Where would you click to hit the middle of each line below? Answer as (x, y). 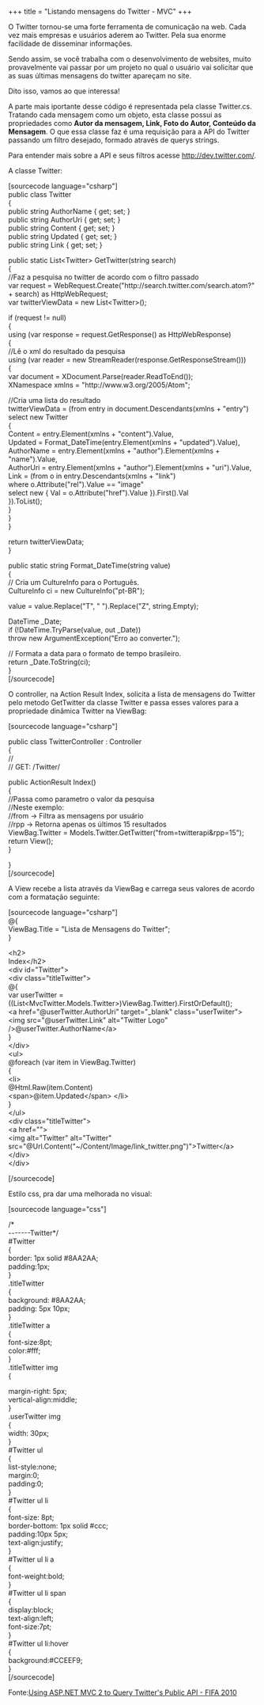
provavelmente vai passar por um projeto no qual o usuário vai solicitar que (131, 67)
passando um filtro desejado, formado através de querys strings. (114, 140)
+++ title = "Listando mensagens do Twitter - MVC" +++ (100, 11)
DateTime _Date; (35, 621)
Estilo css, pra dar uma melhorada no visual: (80, 1194)
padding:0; (26, 1484)
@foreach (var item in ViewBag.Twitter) (72, 1062)
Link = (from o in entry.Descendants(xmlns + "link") (92, 476)
